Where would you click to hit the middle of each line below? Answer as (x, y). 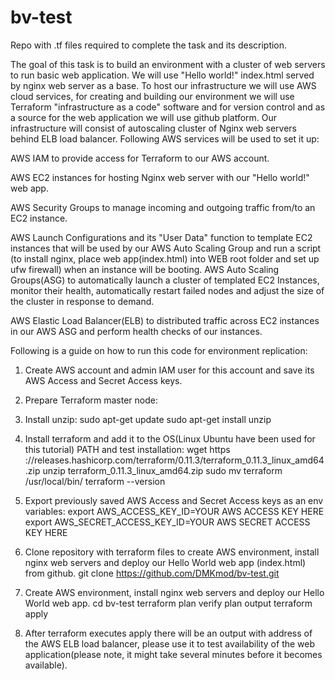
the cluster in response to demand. (82, 301)
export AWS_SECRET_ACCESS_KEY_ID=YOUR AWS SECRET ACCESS (167, 522)
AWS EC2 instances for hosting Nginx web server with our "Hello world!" (160, 177)
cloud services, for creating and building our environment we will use (152, 96)
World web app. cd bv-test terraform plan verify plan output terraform (168, 603)
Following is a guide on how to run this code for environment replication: (159, 350)
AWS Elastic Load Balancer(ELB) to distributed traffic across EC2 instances (165, 320)
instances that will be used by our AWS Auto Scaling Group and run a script (166, 248)
